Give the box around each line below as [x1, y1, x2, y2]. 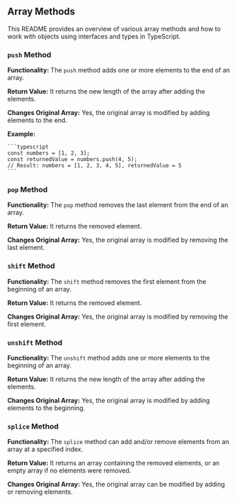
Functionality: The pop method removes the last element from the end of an [7, 201, 229, 209]
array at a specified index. [7, 445, 83, 453]
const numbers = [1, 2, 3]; [7, 150, 91, 157]
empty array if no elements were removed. [7, 466, 132, 475]
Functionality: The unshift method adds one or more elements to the [7, 354, 210, 362]
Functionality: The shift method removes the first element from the [7, 277, 207, 286]
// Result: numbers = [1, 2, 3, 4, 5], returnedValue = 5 [7, 162, 182, 170]
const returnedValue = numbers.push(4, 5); [7, 156, 138, 163]
